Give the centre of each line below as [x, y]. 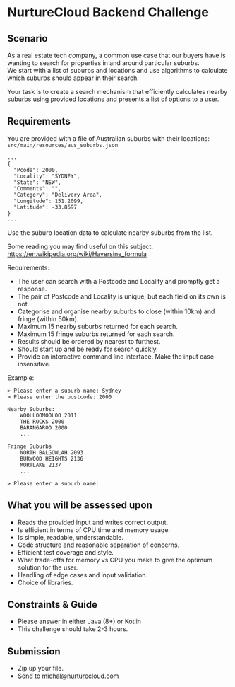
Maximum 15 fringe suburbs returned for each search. [96, 334]
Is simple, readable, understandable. [71, 537]
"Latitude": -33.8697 [46, 207]
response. [32, 289]
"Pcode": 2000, [36, 170]
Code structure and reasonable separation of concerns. [98, 545]
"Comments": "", [37, 188]
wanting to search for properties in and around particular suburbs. [103, 63]
